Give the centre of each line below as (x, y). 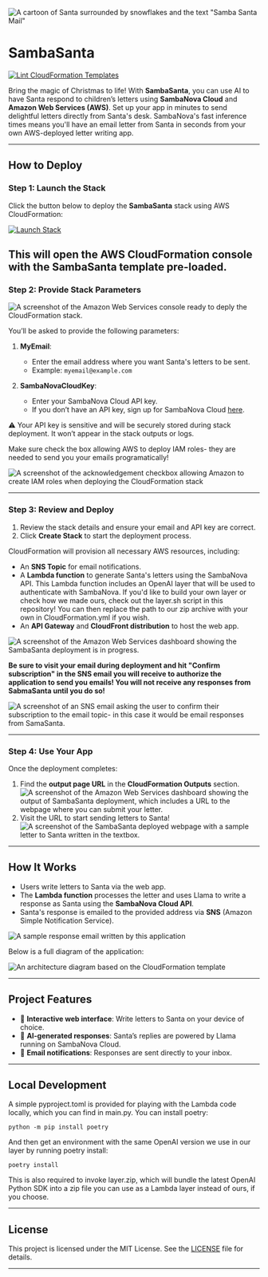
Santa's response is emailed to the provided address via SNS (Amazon (136, 912)
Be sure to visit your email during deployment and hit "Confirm (114, 665)
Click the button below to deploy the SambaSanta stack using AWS (119, 205)
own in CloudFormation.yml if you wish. (85, 617)
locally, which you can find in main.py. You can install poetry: (108, 1113)
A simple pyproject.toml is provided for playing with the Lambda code (122, 1104)
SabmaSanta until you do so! (57, 691)
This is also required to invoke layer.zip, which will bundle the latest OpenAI (132, 1180)
